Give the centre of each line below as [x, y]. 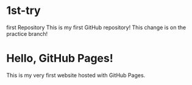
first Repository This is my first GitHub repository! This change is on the [96, 27]
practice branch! [27, 33]
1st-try [23, 11]
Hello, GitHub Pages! [60, 59]
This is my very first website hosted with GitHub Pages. [76, 75]
